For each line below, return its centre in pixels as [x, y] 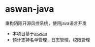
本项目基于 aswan [30, 33]
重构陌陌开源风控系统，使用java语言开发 [46, 23]
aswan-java [30, 9]
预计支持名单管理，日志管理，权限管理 [51, 40]
